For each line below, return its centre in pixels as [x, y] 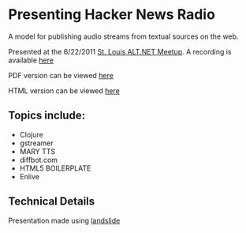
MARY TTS [37, 151]
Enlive [30, 176]
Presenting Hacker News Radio [112, 15]
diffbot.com [38, 160]
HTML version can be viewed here [64, 90]
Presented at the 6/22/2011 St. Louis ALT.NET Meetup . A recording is [120, 51]
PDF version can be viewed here [61, 75]
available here [31, 60]
